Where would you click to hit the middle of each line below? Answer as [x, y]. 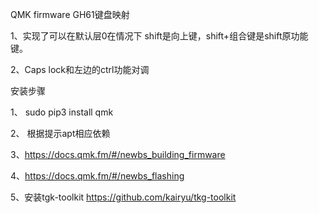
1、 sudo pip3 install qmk [62, 112]
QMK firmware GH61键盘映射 [70, 14]
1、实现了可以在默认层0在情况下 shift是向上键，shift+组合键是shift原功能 [159, 36]
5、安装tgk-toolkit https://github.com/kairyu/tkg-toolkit [123, 197]
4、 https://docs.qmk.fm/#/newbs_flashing [97, 176]
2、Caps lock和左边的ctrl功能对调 [80, 69]
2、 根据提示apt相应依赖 [60, 133]
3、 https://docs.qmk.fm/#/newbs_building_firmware [118, 154]
